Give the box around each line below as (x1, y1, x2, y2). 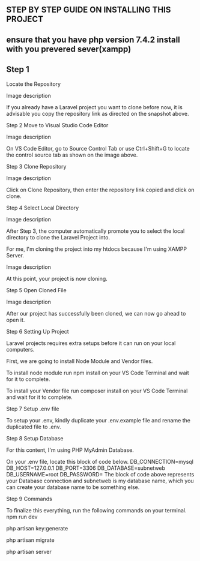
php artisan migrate (6, 536, 55, 544)
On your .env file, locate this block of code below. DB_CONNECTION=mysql (6, 458, 194, 465)
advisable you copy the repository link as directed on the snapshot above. (6, 110, 189, 117)
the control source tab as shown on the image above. (6, 151, 138, 158)
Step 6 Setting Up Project (6, 328, 69, 335)
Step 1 (6, 64, 30, 74)
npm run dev (6, 513, 38, 520)
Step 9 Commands (6, 495, 52, 502)
